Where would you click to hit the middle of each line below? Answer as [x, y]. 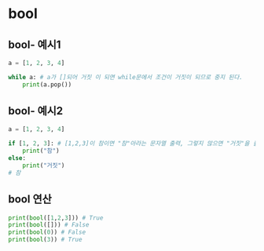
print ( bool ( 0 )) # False [47, 232]
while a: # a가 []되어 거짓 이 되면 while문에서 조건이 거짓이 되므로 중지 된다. [126, 77]
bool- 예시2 [36, 111]
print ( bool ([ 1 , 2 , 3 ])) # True [56, 218]
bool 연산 [30, 200]
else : [17, 158]
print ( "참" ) [41, 151]
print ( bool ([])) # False [49, 225]
